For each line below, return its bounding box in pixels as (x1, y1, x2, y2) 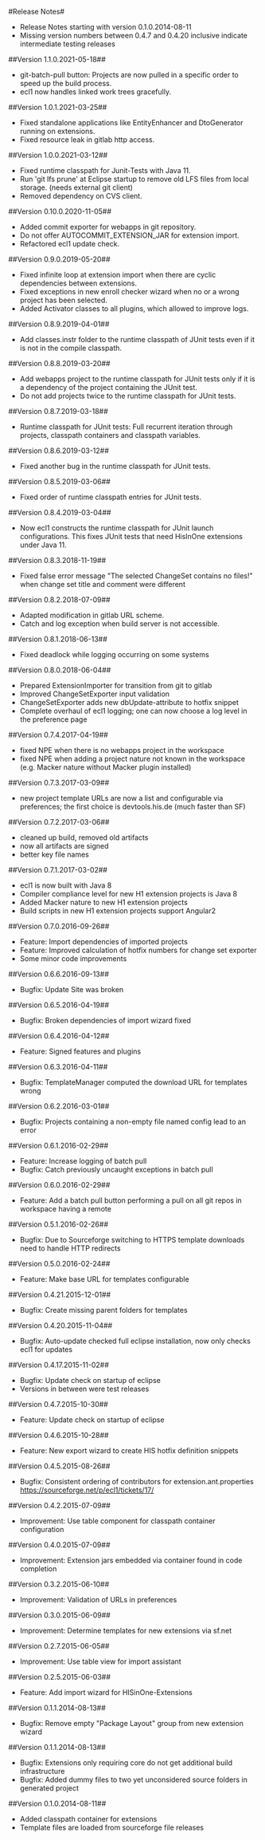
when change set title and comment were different (19, 580, 185, 589)
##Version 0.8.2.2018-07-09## (8, 595, 111, 605)
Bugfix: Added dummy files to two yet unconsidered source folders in (19, 1775, 248, 1784)
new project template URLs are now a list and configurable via (19, 794, 224, 802)
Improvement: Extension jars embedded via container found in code (19, 1555, 243, 1565)
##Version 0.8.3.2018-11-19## (8, 556, 107, 565)
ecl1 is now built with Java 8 (19, 881, 112, 890)
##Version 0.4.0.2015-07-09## (8, 1540, 111, 1550)
